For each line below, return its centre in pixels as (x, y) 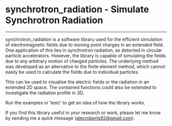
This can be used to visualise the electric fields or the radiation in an (77, 82)
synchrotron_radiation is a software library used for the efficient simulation (84, 39)
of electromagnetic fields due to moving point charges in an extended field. (85, 45)
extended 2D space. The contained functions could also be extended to (81, 87)
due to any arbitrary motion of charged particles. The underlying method (82, 61)
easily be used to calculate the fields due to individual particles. (72, 72)
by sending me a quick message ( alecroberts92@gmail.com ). (70, 118)
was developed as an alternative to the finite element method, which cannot (85, 66)
